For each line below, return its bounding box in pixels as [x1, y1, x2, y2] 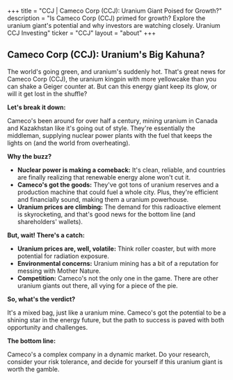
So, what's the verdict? [7, 294, 76, 303]
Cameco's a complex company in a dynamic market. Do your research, [7, 350, 211, 358]
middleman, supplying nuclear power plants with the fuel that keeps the [7, 131, 212, 139]
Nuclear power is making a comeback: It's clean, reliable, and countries [17, 166, 226, 174]
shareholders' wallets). [17, 217, 83, 225]
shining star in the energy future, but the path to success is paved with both [7, 315, 225, 324]
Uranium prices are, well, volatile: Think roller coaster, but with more [17, 244, 216, 253]
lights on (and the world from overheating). [7, 138, 131, 147]
